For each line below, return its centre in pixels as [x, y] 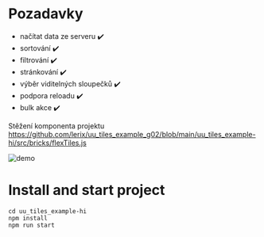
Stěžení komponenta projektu [56, 126]
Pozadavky [46, 14]
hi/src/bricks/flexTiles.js [48, 143]
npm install [28, 218]
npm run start [32, 225]
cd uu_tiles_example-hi [48, 211]
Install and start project [87, 190]
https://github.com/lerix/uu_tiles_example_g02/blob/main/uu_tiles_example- [132, 134]
